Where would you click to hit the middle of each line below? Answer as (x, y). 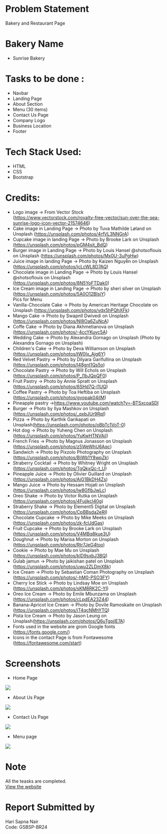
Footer (20, 131)
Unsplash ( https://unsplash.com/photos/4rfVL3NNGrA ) (71, 234)
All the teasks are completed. (36, 781)
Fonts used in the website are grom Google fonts (64, 626)
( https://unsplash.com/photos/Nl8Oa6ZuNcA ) (61, 321)
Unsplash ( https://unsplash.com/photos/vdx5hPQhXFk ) (71, 310)
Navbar (20, 93)
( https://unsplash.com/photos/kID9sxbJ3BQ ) (60, 555)
